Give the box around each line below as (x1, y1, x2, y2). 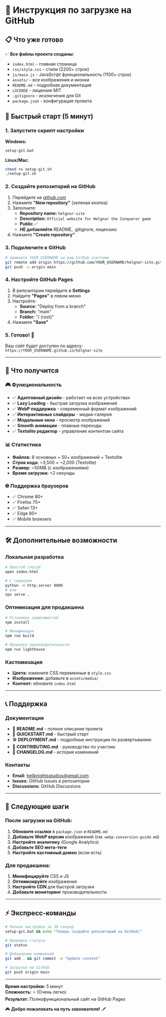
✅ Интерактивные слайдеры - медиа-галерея (12, 411, 112, 417)
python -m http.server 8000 (5, 583, 63, 588)
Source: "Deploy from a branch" (19, 303, 86, 309)
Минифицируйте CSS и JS (12, 873, 69, 879)
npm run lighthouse (5, 647, 45, 652)
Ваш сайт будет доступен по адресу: (5, 343, 83, 349)
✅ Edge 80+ (12, 510, 38, 516)
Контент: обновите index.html (12, 680, 77, 687)
